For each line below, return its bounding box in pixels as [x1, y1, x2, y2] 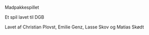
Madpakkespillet [5, 5, 39, 10]
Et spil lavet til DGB [5, 14, 44, 20]
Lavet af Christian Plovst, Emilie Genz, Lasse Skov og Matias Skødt [5, 24, 144, 30]
